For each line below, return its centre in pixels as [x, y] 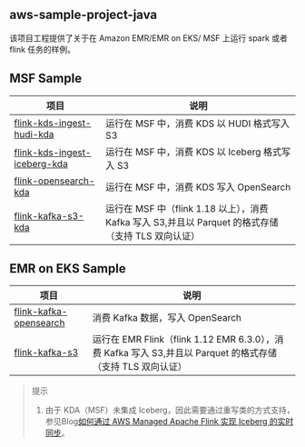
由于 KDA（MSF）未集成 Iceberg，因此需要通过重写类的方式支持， [170, 410]
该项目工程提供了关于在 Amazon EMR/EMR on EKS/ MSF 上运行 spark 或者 [149, 38]
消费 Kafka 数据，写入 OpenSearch [167, 318]
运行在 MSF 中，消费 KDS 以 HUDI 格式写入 [198, 124]
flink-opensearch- [54, 181]
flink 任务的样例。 [42, 49]
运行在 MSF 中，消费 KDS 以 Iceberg [183, 152]
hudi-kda [34, 134]
